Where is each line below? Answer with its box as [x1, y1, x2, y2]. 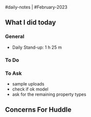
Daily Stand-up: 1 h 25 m [12, 44, 62, 50]
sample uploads [12, 81, 45, 87]
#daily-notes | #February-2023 [5, 4, 68, 10]
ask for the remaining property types [12, 91, 87, 97]
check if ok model [12, 86, 49, 92]
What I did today [5, 18, 56, 27]
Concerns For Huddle [5, 106, 72, 114]
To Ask [5, 70, 22, 77]
